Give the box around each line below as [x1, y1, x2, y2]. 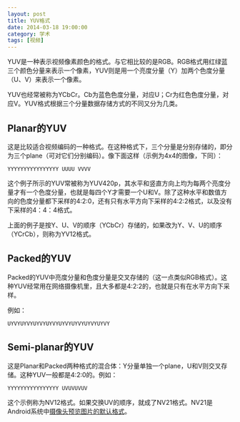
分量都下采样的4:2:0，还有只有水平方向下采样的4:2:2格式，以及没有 [31, 197, 232, 205]
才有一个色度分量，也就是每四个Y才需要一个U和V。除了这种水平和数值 [13, 187, 221, 196]
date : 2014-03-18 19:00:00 [7, 24, 88, 31]
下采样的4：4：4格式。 [7, 205, 76, 214]
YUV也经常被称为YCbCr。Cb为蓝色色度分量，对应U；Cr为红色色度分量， [7, 91, 223, 99]
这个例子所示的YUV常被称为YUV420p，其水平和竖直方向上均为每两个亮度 [7, 179, 225, 187]
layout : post [7, 10, 46, 18]
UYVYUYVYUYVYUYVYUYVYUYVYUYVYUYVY [7, 320, 111, 327]
